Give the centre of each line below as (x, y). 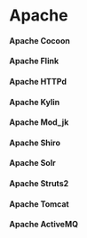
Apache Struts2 (39, 183)
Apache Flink (34, 61)
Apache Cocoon (40, 40)
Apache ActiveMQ (43, 225)
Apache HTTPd (38, 81)
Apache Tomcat (39, 204)
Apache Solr (32, 163)
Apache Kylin (35, 102)
